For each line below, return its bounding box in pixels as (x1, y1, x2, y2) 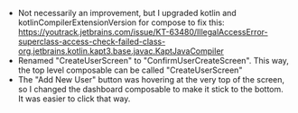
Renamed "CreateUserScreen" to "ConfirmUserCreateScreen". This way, (17, 56, 289, 65)
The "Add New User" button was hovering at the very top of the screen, (17, 74, 285, 84)
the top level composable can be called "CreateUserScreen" (17, 65, 243, 75)
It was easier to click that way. (17, 93, 131, 104)
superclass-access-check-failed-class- (17, 36, 166, 47)
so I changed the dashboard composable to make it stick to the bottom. (17, 84, 284, 94)
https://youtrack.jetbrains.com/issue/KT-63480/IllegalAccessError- (17, 27, 268, 37)
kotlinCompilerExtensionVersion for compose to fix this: (17, 17, 225, 28)
